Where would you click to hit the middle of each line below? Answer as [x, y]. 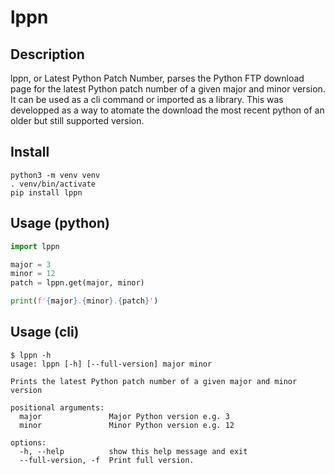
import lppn [35, 246]
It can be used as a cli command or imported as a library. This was [147, 99]
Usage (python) [60, 223]
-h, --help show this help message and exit [133, 451]
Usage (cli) [45, 332]
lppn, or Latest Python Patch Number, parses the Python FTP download [157, 78]
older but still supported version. [77, 120]
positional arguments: [57, 407]
